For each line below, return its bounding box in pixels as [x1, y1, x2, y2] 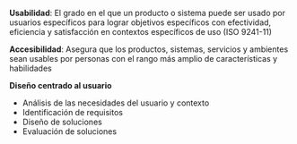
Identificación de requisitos [22, 107, 124, 117]
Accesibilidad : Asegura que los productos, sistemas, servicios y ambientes [9, 44, 289, 55]
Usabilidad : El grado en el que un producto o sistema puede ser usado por [9, 8, 285, 18]
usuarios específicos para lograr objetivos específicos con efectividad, [9, 17, 272, 28]
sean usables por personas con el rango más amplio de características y [9, 54, 278, 64]
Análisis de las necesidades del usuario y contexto [22, 97, 210, 108]
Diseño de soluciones [22, 116, 103, 127]
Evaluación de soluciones [22, 126, 118, 137]
